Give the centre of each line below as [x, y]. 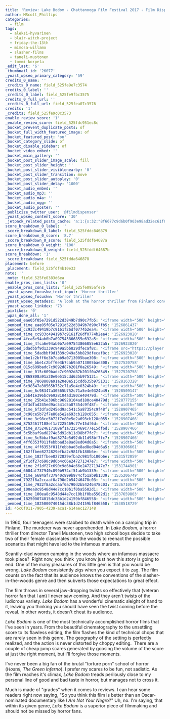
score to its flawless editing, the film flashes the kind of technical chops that [84, 633]
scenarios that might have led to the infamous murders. [63, 544]
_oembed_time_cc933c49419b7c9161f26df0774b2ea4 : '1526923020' [72, 334]
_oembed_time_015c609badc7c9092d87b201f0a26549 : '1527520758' [72, 372]
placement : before [25, 264]
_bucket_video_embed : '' [31, 151]
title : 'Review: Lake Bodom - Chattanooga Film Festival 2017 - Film [80, 10]
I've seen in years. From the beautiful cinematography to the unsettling [79, 627]
